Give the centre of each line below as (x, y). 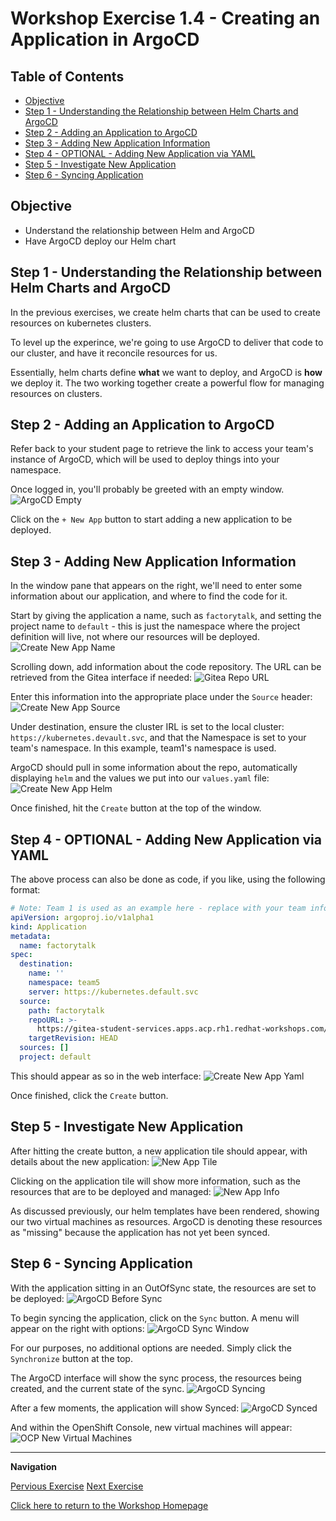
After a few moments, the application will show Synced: (125, 1408)
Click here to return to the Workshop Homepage (109, 1505)
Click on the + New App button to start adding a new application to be (151, 519)
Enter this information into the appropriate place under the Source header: (161, 697)
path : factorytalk (66, 1010)
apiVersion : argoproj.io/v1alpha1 (82, 917)
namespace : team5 (64, 983)
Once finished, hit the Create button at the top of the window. (136, 808)
